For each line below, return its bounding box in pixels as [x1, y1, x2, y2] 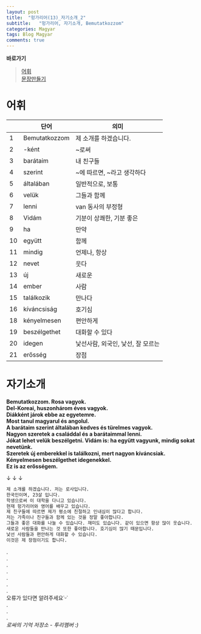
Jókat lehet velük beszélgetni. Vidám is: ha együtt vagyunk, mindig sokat [6, 436, 196, 444]
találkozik [23, 293, 50, 302]
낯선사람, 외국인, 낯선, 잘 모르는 [75, 339, 160, 347]
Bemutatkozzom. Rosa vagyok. [6, 398, 87, 405]
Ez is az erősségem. [6, 462, 58, 470]
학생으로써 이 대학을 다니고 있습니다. [6, 497, 87, 504]
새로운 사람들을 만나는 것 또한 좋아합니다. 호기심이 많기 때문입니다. [6, 526, 154, 532]
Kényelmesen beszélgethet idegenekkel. [6, 456, 112, 463]
